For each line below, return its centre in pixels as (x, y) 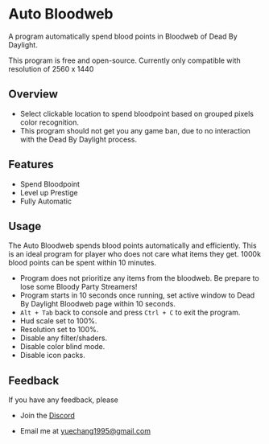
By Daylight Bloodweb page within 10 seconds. (97, 304)
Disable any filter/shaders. (63, 338)
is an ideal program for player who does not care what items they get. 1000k (135, 254)
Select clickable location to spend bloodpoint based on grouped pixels (137, 113)
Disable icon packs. (53, 356)
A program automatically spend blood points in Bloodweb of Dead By (123, 36)
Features (31, 164)
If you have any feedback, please (64, 400)
